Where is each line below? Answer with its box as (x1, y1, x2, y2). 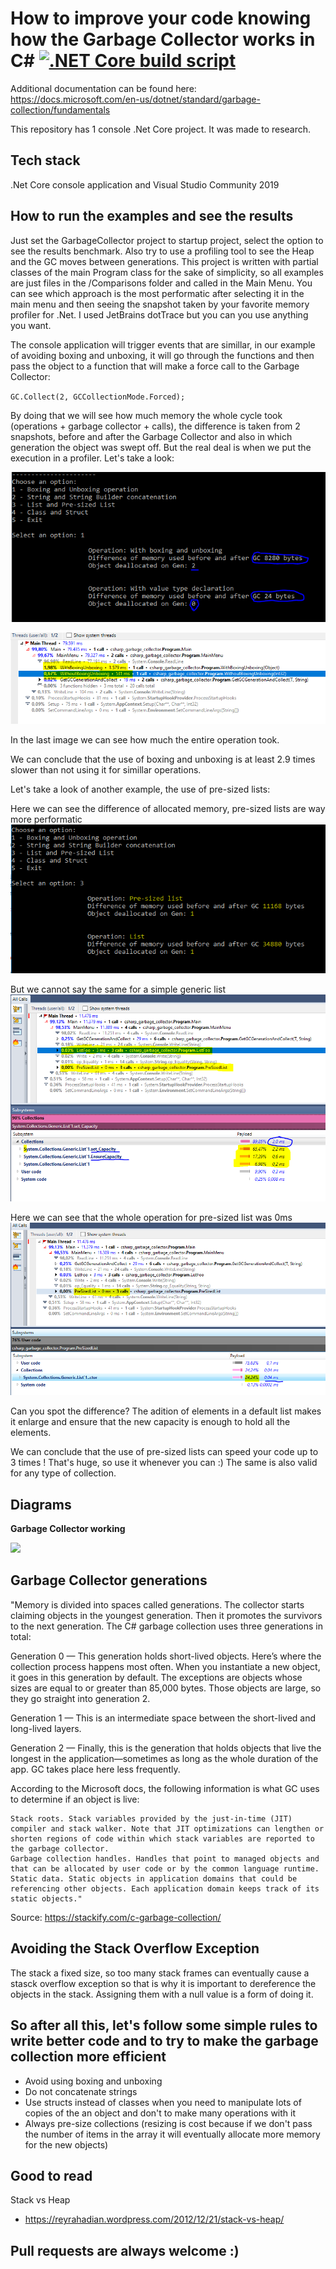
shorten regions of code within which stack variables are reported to (10, 1833, 315, 1844)
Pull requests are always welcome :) (10, 2242, 240, 2259)
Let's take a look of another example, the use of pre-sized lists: (10, 783, 271, 795)
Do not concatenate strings (24, 2085, 138, 2097)
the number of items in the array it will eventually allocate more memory (24, 2128, 321, 2140)
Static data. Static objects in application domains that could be (10, 1873, 298, 1884)
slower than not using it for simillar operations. (10, 763, 202, 776)
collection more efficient (10, 2048, 167, 2066)
